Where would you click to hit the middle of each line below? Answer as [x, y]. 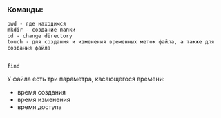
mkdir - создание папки [41, 30]
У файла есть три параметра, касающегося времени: [86, 79]
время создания [41, 92]
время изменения [44, 100]
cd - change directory [40, 36]
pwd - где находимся [37, 24]
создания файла [29, 48]
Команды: [25, 10]
